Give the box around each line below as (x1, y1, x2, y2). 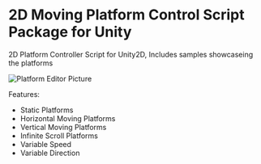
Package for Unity (8, 23, 132, 41)
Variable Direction (19, 148, 80, 158)
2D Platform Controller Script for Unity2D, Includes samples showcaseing (8, 49, 254, 59)
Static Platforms (19, 105, 74, 115)
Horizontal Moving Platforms (19, 113, 116, 123)
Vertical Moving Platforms (19, 122, 107, 132)
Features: (8, 89, 41, 99)
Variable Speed (19, 139, 71, 149)
